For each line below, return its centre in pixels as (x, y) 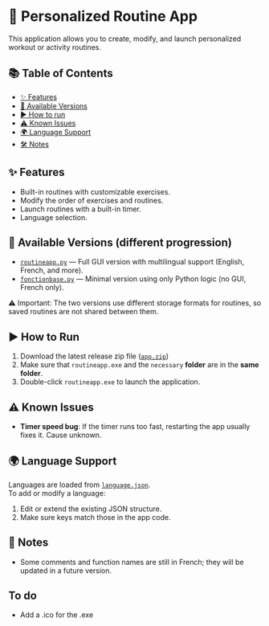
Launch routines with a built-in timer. (81, 209)
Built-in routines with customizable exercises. (95, 191)
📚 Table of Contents (61, 74)
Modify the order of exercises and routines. (92, 200)
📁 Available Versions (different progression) (120, 242)
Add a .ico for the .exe (57, 615)
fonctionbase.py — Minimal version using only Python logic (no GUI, (133, 279)
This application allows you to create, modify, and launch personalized (125, 39)
